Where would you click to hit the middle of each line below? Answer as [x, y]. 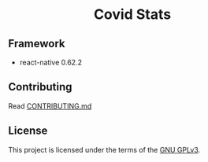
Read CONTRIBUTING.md [50, 106]
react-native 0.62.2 [51, 62]
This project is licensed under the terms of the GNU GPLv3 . [104, 149]
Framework [37, 44]
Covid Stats [132, 15]
